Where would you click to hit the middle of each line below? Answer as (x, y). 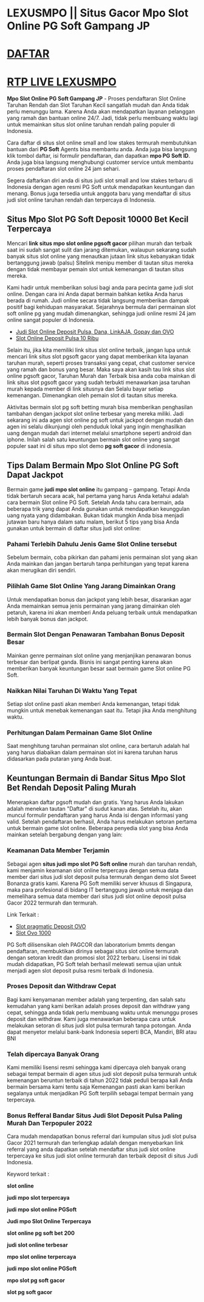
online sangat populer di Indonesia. (51, 320)
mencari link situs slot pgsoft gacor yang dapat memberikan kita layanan (98, 357)
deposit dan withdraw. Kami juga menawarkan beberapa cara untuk (91, 1019)
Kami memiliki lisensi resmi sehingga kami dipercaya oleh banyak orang (97, 1067)
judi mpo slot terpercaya (38, 1198)
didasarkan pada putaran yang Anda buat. (59, 759)
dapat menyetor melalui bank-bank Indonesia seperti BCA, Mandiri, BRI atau (102, 1032)
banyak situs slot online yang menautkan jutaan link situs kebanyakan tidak (101, 257)
